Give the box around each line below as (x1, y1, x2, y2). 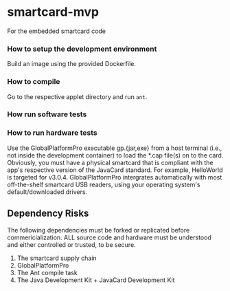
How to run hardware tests (7, 128, 97, 138)
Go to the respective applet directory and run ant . (7, 92, 148, 100)
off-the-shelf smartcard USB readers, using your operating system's (7, 180, 200, 188)
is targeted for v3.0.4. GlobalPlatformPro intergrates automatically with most (7, 173, 222, 181)
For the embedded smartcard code (7, 27, 106, 35)
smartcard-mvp (7, 4, 100, 20)
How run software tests (7, 109, 87, 119)
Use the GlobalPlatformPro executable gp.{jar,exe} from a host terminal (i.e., (7, 144, 222, 152)
